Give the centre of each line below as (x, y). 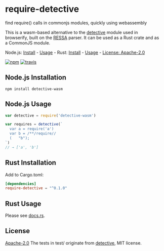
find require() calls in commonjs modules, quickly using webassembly (76, 23)
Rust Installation (31, 163)
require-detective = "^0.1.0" (36, 188)
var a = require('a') (32, 129)
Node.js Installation (36, 78)
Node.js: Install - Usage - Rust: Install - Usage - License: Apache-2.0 (75, 52)
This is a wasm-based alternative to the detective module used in (72, 32)
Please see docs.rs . (25, 215)
